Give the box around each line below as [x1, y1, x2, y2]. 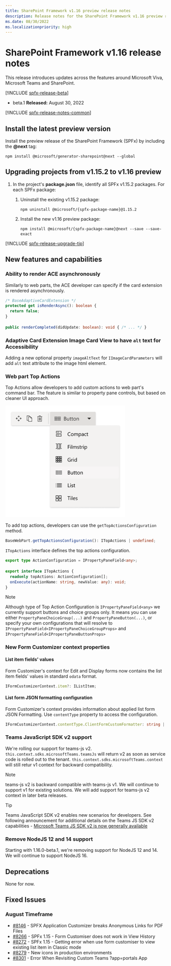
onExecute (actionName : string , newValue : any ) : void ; [10, 579, 126, 584]
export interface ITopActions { [5, 569, 74, 574]
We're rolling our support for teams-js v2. [5, 745, 93, 752]
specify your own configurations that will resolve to [5, 620, 113, 626]
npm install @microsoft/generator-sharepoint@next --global [5, 154, 136, 159]
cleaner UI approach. [5, 395, 50, 401]
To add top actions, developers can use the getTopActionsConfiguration [5, 522, 157, 528]
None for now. [5, 880, 35, 887]
